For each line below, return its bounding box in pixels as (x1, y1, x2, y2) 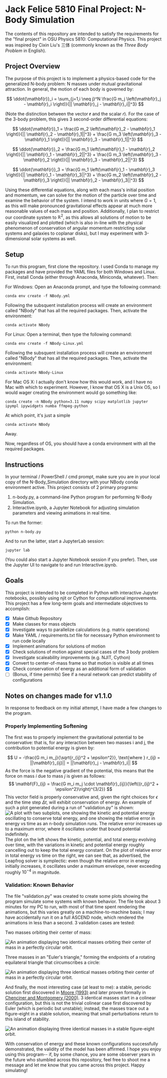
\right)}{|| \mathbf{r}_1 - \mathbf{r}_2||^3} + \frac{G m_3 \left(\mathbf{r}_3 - (5, 151, 162, 157)
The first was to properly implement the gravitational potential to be (5, 734, 144, 740)
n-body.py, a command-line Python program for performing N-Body (12, 494, 153, 500)
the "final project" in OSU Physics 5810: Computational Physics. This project (5, 36, 162, 42)
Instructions (5, 460, 44, 469)
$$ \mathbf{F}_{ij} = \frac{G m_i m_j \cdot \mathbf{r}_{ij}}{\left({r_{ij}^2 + (8, 781, 159, 787)
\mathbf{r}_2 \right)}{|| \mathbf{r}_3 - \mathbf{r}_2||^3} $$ (23, 157, 145, 163)
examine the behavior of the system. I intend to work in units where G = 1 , (5, 197, 157, 203)
